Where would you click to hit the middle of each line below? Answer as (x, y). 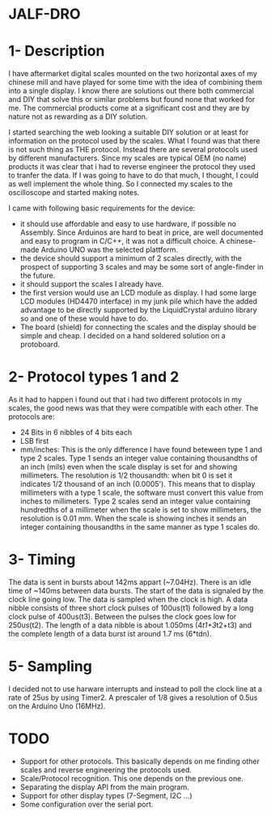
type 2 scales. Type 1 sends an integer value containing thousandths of (139, 458)
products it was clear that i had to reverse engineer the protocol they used (132, 167)
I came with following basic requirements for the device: (102, 208)
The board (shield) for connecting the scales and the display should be (138, 327)
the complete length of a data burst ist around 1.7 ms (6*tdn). (110, 634)
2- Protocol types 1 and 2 (94, 377)
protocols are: (32, 417)
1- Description (57, 51)
